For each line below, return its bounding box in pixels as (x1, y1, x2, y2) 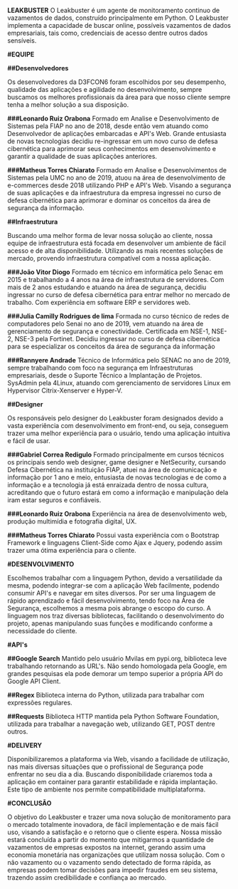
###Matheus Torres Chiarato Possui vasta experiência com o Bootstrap (7, 531, 220, 539)
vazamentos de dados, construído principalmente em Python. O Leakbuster (7, 14, 229, 22)
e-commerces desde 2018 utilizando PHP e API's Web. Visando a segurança (7, 181, 232, 189)
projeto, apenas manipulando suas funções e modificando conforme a (7, 619, 213, 628)
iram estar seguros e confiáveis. (7, 496, 102, 504)
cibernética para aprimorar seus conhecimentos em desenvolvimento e (7, 145, 217, 152)
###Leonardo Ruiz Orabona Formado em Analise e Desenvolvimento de (7, 114, 220, 123)
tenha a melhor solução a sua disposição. (7, 100, 129, 109)
